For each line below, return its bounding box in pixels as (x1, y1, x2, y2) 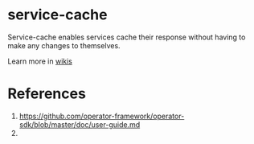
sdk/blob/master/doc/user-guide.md (18, 119, 141, 130)
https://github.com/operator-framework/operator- (18, 111, 185, 121)
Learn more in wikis (7, 56, 73, 66)
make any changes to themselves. (7, 40, 121, 50)
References (7, 84, 86, 103)
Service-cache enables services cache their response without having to (7, 32, 246, 42)
